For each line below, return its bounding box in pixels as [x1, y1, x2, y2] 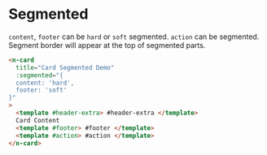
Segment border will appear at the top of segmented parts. [8, 40, 206, 50]
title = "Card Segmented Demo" [15, 63, 115, 71]
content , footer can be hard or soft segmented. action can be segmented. [8, 32, 260, 41]
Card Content [15, 116, 60, 124]
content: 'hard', [15, 79, 75, 87]
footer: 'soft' [15, 86, 68, 94]
